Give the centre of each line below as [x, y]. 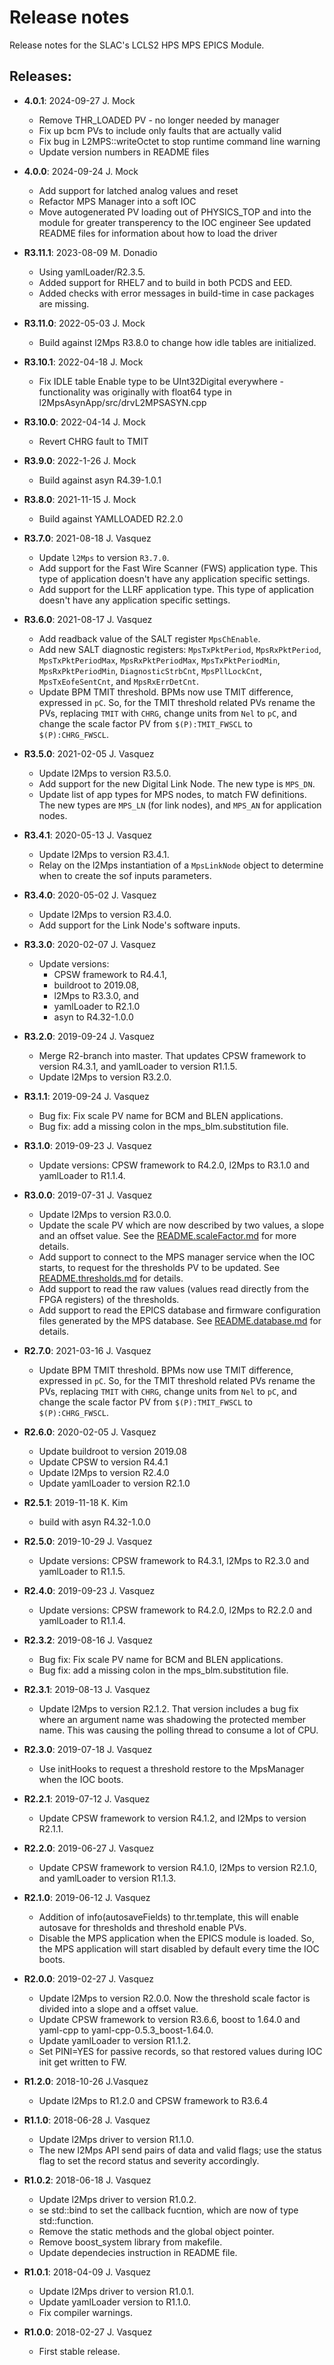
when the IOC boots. [81, 1779]
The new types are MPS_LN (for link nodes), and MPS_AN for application [180, 805]
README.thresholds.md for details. [111, 1278]
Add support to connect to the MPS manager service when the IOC [177, 1257]
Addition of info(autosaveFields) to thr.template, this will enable [168, 1917]
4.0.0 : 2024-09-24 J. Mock [81, 171]
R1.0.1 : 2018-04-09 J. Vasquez [87, 2272]
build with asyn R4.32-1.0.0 [94, 1522]
